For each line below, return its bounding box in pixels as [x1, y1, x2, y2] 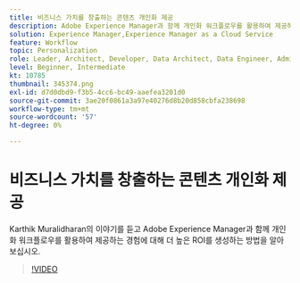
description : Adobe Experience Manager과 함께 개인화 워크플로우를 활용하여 [9, 21, 271, 30]
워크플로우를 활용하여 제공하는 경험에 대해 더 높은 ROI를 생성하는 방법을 [18, 234, 268, 246]
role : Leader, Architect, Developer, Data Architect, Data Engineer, [9, 54, 274, 63]
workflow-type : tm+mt [9, 104, 90, 113]
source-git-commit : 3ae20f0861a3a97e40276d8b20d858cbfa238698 [9, 96, 246, 105]
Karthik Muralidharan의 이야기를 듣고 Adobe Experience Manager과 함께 [9, 223, 271, 234]
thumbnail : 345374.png [9, 79, 94, 88]
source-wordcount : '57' [9, 112, 98, 121]
